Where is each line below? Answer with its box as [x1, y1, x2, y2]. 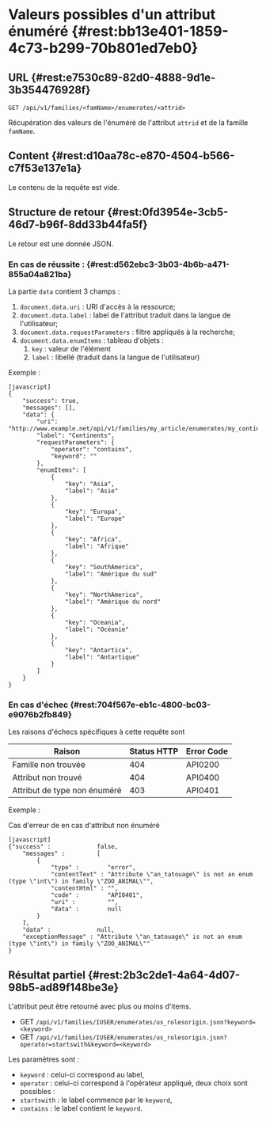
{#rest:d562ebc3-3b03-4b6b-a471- [85, 259, 230, 270]
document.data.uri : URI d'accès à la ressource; [19, 302, 176, 311]
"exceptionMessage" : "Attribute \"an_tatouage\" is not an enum [22, 933, 243, 941]
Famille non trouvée [12, 759, 85, 770]
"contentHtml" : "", [50, 884, 119, 892]
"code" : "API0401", [50, 891, 144, 899]
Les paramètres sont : [8, 1054, 80, 1064]
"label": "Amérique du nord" [64, 598, 161, 606]
